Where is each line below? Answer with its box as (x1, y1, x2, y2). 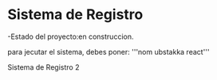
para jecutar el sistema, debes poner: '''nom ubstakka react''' (7, 47, 210, 56)
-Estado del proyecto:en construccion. (7, 32, 134, 41)
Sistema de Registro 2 (7, 62, 80, 72)
